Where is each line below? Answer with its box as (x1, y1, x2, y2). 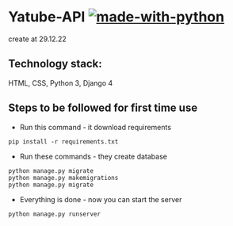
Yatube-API (8, 8, 86, 26)
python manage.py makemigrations (8, 174, 119, 182)
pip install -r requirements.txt (8, 137, 119, 146)
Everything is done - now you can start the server (19, 194, 182, 204)
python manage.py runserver (8, 210, 101, 218)
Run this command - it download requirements (19, 122, 172, 132)
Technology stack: (8, 57, 103, 71)
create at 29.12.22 (8, 34, 67, 44)
